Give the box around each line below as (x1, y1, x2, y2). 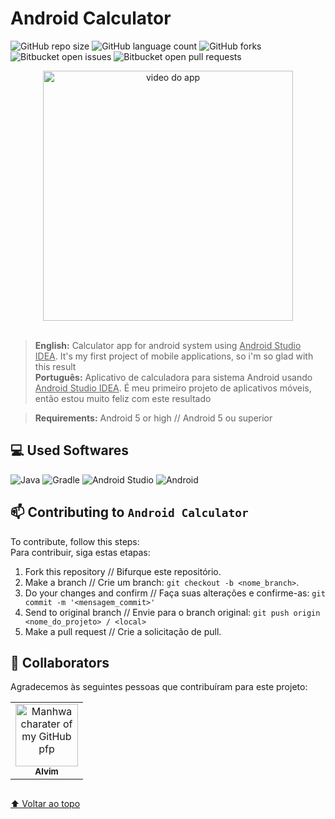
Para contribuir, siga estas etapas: (10, 546, 151, 558)
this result (34, 360, 77, 372)
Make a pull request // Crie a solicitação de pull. (24, 625, 222, 637)
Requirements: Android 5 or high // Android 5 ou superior (34, 412, 273, 424)
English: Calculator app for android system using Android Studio (34, 339, 302, 351)
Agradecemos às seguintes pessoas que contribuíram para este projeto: (10, 681, 308, 693)
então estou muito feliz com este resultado (34, 392, 212, 404)
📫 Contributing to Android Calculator (10, 504, 249, 521)
